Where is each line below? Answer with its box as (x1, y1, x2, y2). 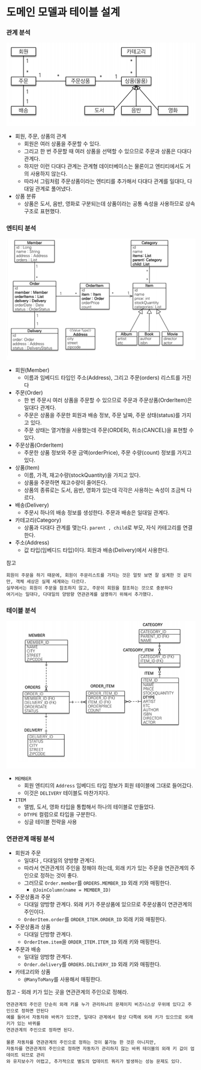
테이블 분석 (6, 606, 37, 615)
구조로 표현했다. (23, 208, 61, 215)
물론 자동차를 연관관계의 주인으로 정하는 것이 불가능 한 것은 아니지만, (6, 1039, 157, 1045)
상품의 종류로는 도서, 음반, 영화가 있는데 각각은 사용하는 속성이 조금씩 (23, 486, 186, 494)
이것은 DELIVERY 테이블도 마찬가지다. (23, 789, 110, 797)
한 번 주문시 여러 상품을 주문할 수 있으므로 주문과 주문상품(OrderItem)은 (23, 396, 192, 404)
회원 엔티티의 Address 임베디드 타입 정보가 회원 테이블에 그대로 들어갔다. (23, 782, 193, 789)
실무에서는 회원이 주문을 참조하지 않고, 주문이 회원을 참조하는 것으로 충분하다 (6, 585, 173, 591)
